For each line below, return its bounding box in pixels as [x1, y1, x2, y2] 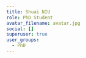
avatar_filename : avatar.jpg [6, 20, 81, 26]
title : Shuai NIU [6, 8, 51, 15]
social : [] [6, 25, 34, 32]
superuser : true [6, 31, 48, 37]
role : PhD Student [6, 14, 53, 21]
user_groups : [6, 37, 40, 43]
